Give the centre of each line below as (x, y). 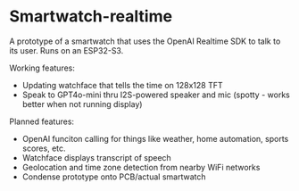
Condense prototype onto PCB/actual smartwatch (114, 177)
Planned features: (42, 121)
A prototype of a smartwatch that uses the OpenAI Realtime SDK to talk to (145, 41)
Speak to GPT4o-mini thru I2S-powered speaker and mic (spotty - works (156, 95)
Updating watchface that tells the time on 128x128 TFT (122, 85)
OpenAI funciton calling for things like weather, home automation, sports (155, 138)
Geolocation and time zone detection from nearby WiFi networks (141, 167)
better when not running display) (82, 104)
